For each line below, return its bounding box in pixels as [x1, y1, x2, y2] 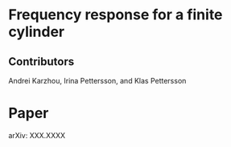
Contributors [8, 55, 75, 68]
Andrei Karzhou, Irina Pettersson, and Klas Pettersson [8, 76, 187, 85]
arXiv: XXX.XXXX [8, 130, 66, 140]
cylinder [8, 22, 65, 41]
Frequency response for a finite [8, 6, 223, 24]
